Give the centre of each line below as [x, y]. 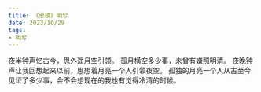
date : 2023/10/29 [37, 23]
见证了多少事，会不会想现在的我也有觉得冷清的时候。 [94, 80]
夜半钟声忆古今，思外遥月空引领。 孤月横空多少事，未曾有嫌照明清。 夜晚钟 [130, 61]
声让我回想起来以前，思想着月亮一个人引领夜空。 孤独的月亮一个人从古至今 [130, 71]
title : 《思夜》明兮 [38, 15]
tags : [17, 30]
